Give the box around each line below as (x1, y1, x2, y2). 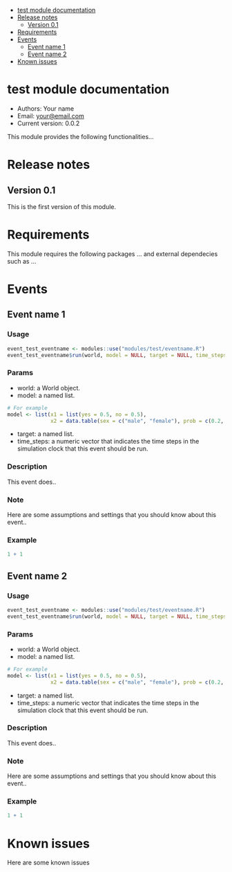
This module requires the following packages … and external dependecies (7, 249, 218, 258)
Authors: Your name (17, 104, 75, 113)
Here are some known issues (7, 858, 90, 867)
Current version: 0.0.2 (17, 119, 80, 127)
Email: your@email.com (17, 111, 84, 120)
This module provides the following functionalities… (7, 132, 154, 140)
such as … (7, 257, 37, 265)
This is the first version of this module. (7, 202, 117, 210)
